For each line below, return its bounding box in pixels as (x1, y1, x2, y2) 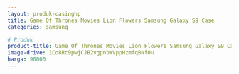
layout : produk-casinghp (7, 10, 81, 18)
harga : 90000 (7, 56, 46, 63)
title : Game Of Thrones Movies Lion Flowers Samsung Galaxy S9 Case (7, 17, 215, 24)
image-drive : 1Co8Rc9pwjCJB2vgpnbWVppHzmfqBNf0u (7, 49, 154, 56)
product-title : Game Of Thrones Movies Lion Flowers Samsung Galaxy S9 (7, 43, 224, 50)
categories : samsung (7, 23, 69, 30)
